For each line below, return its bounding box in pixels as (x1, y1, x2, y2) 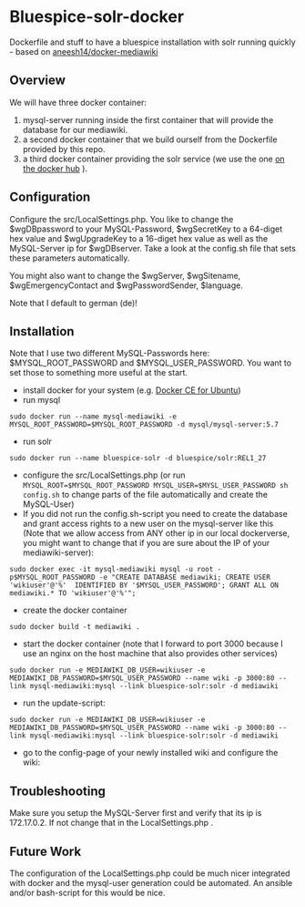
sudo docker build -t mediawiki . (9, 623, 141, 632)
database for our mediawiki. (22, 124, 128, 135)
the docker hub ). (22, 162, 88, 174)
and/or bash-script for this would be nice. (9, 887, 166, 898)
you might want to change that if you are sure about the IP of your (22, 538, 270, 549)
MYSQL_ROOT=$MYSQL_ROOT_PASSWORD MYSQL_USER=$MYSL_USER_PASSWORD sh (22, 481, 289, 490)
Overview (9, 73, 66, 88)
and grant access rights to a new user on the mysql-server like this (22, 518, 274, 530)
